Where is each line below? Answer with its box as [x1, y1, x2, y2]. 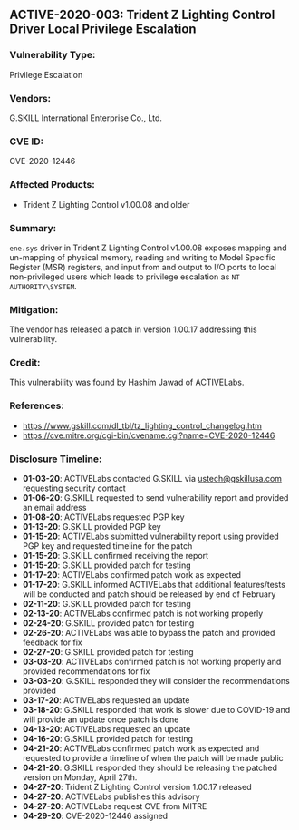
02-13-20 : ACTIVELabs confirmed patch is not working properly [22, 608, 264, 620]
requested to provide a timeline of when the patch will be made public [22, 753, 284, 764]
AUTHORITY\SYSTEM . [9, 280, 77, 291]
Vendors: [9, 92, 52, 104]
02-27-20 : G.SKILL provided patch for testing [22, 647, 194, 658]
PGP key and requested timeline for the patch [22, 541, 193, 552]
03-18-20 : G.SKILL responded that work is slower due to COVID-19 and [22, 705, 291, 716]
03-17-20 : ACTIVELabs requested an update [22, 695, 190, 706]
